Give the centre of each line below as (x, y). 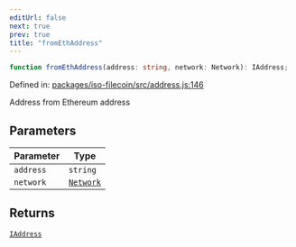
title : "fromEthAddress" (56, 43)
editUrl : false (38, 18)
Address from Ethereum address (70, 102)
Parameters (43, 130)
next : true (30, 26)
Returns (32, 213)
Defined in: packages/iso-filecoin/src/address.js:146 (107, 85)
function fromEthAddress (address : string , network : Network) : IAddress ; (149, 68)
